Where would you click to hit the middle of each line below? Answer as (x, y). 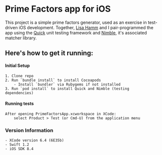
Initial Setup (18, 65)
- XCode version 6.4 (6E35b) (35, 140)
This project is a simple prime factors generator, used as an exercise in (76, 22)
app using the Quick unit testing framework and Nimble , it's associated (76, 33)
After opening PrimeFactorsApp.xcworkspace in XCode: (61, 114)
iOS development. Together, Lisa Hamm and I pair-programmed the (86, 27)
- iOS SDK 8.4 (19, 149)
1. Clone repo (19, 76)
